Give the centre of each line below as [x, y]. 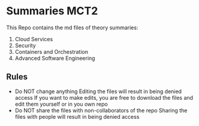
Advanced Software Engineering [55, 58]
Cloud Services [34, 39]
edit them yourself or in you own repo [61, 104]
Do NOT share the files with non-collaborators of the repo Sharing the [101, 110]
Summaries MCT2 [52, 11]
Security [25, 45]
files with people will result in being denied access [77, 116]
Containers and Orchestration [52, 51]
